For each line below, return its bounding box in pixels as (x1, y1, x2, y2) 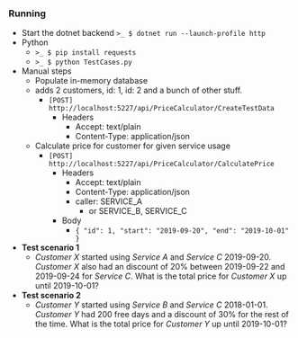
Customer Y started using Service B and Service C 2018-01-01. (34, 299, 268, 310)
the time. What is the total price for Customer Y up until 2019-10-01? (34, 318, 287, 330)
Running (8, 7, 47, 20)
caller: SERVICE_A (75, 196, 143, 207)
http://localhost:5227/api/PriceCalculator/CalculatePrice (48, 160, 275, 169)
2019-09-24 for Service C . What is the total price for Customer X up (34, 271, 287, 281)
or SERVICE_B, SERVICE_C (88, 206, 187, 217)
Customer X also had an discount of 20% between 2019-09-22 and (34, 262, 285, 272)
